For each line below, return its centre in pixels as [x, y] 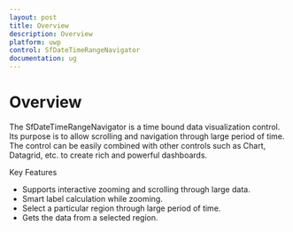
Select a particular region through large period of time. [121, 208]
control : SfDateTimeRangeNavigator [75, 50]
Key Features [33, 172]
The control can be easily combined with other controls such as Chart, [138, 145]
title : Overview [39, 26]
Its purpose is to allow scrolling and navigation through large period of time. [147, 136]
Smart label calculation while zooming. [93, 198]
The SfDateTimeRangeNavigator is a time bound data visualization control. [145, 127]
